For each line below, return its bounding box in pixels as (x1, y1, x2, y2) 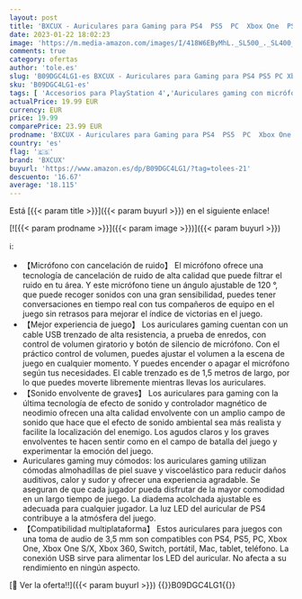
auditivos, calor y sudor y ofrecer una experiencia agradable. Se (22, 475, 261, 486)
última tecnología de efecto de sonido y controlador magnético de (22, 398, 268, 409)
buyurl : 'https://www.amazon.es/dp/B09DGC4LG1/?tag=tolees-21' (9, 164, 252, 173)
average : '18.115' (9, 181, 78, 190)
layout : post (9, 13, 58, 23)
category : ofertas (9, 55, 78, 64)
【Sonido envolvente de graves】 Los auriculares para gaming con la (22, 388, 279, 399)
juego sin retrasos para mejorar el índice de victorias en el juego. (22, 308, 263, 320)
